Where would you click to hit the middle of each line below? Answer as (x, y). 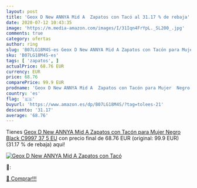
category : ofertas (28, 39)
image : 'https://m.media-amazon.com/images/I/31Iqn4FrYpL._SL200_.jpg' (95, 28)
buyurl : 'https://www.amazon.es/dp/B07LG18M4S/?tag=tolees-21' (85, 104)
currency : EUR (23, 72)
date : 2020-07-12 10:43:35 (39, 22)
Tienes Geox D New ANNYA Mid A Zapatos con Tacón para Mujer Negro (94, 132)
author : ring (22, 45)
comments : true (25, 33)
